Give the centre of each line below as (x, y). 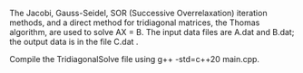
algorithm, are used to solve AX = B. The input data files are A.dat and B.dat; (152, 32)
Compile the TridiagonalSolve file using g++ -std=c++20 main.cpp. (135, 59)
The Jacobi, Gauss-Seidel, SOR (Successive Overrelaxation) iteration (138, 13)
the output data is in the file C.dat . (74, 41)
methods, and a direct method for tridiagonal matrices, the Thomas (135, 23)
